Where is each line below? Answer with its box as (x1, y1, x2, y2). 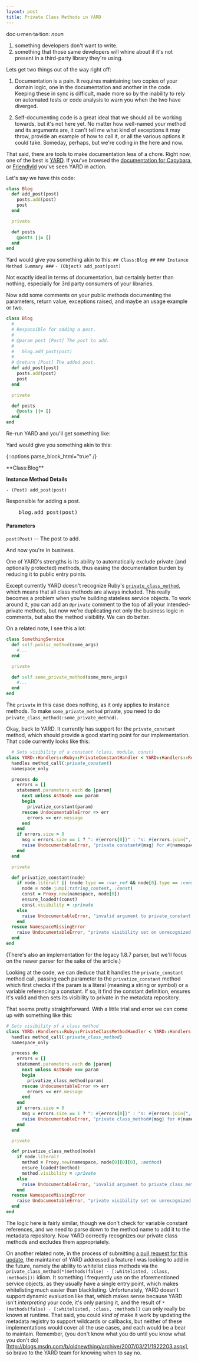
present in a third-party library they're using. (14, 54, 123, 61)
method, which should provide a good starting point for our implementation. (6, 732, 190, 739)
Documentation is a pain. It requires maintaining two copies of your (14, 77, 178, 84)
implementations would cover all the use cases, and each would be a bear (6, 1324, 186, 1331)
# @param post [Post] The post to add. (11, 337, 110, 343)
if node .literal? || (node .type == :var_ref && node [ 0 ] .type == (16, 880, 178, 886)
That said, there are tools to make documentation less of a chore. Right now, (6, 150, 192, 157)
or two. (6, 304, 24, 311)
